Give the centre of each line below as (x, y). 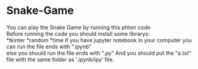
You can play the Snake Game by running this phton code (78, 27)
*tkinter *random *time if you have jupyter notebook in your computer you (99, 40)
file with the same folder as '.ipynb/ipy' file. (60, 59)
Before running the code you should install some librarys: (78, 33)
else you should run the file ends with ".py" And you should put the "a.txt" (99, 53)
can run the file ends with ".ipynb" (49, 47)
